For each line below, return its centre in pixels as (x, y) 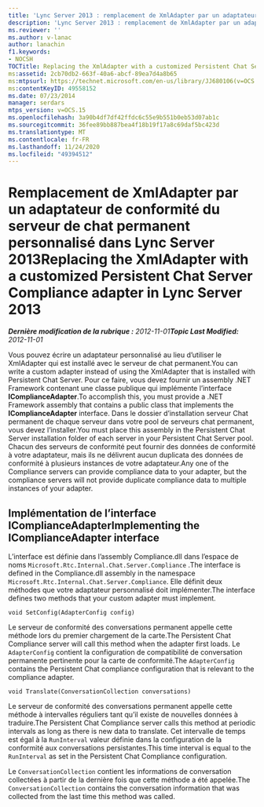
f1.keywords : (29, 52)
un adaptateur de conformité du (114, 210)
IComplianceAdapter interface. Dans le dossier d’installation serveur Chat (128, 414)
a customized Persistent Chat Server (130, 276)
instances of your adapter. (51, 488)
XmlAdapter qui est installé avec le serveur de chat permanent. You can (123, 363)
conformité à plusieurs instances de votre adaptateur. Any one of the (119, 463)
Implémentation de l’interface (82, 513)
